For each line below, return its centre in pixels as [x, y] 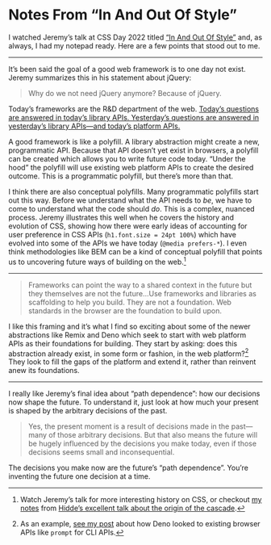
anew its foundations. [44, 371]
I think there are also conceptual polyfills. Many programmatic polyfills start [134, 191]
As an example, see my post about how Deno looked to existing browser [140, 524]
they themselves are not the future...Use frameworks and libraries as [142, 293]
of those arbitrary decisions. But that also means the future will [153, 435]
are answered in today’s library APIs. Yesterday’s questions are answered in [134, 117]
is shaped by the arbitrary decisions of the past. [88, 411]
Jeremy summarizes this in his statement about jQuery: [100, 78]
